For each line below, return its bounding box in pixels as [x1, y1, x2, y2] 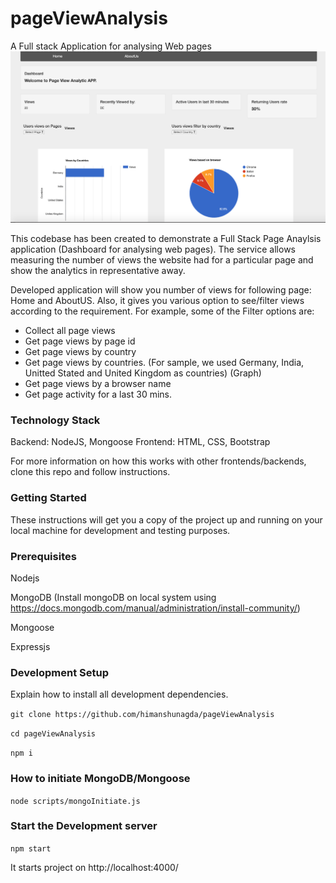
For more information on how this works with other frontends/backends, [10, 455, 307, 467]
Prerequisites [10, 549, 77, 563]
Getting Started [10, 491, 87, 505]
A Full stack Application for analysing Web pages [10, 40, 212, 52]
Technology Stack [10, 413, 101, 427]
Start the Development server [10, 819, 158, 833]
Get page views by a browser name [24, 378, 172, 390]
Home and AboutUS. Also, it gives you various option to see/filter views [10, 295, 305, 307]
